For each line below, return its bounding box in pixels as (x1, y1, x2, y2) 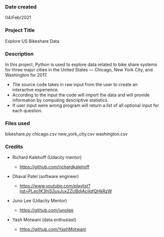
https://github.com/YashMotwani (19, 226, 86, 232)
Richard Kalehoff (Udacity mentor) (12, 154, 82, 160)
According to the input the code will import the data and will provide (12, 92, 150, 98)
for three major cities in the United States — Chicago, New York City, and (5, 66, 153, 72)
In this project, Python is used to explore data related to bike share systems (5, 61, 158, 67)
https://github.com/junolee (19, 207, 74, 213)
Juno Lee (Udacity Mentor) (12, 198, 67, 204)
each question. (12, 107, 43, 114)
